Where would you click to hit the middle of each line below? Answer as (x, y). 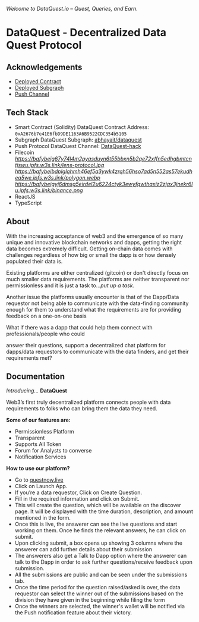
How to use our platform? (38, 469)
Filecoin (24, 152)
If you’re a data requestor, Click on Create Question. (78, 492)
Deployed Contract (38, 81)
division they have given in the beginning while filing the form (90, 600)
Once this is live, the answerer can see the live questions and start (96, 524)
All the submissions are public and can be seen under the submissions (101, 575)
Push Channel (32, 94)
